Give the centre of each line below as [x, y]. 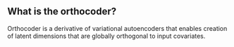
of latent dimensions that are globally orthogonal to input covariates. [106, 36]
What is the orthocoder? [62, 12]
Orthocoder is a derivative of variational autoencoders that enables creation [117, 28]
